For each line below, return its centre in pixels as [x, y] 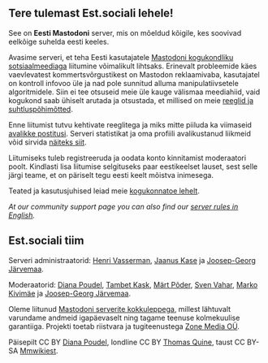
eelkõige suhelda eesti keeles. [59, 41]
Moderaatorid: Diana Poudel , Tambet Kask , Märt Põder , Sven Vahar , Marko [133, 284]
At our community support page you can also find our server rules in [123, 206]
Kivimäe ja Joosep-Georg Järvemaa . [70, 293]
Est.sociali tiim [46, 241]
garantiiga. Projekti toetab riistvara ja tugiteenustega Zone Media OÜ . [124, 326]
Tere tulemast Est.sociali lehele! [91, 13]
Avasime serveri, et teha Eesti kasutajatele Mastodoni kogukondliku [121, 57]
